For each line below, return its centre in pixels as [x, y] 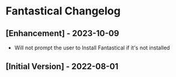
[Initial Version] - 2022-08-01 [62, 66]
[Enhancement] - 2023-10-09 [62, 33]
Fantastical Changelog [63, 11]
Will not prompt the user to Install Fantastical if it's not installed [92, 48]
